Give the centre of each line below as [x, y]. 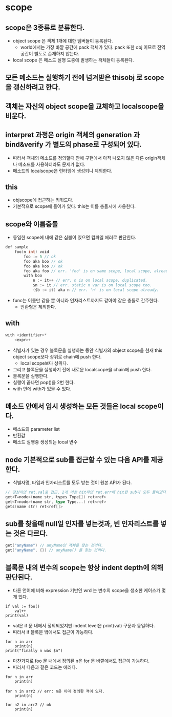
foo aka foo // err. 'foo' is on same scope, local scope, [88, 271]
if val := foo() [23, 607]
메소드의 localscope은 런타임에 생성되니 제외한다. [62, 171]
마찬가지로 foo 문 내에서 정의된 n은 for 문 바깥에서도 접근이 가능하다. [81, 661]
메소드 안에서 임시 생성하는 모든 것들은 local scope [81, 406]
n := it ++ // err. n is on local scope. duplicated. [90, 281]
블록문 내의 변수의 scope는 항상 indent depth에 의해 [84, 567]
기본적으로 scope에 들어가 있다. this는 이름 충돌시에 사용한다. [74, 206]
